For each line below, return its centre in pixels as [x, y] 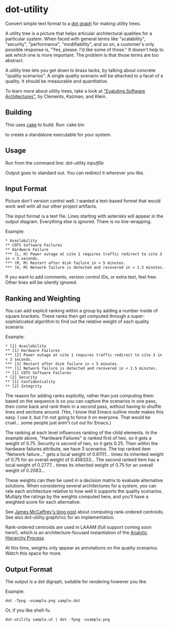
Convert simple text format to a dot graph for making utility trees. [73, 23]
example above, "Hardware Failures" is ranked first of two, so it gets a [78, 438]
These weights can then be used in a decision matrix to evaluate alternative [84, 480]
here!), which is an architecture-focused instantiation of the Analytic [77, 533]
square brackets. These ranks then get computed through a [68, 316]
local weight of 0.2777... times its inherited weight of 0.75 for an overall [79, 465]
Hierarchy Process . [25, 538]
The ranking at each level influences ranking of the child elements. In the [81, 433]
